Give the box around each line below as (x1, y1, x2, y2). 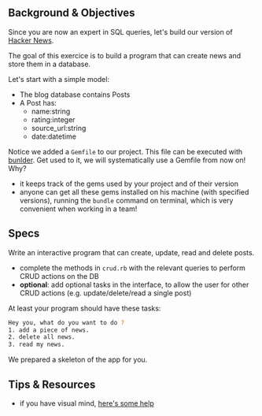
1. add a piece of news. (8, 326, 90, 334)
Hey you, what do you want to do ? (8, 318, 125, 326)
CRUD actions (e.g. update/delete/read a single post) (19, 288, 192, 298)
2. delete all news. (8, 333, 76, 341)
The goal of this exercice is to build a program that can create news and (8, 50, 242, 60)
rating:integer (31, 114, 76, 124)
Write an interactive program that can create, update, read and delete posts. (8, 247, 255, 257)
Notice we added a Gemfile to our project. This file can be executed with (8, 147, 243, 156)
